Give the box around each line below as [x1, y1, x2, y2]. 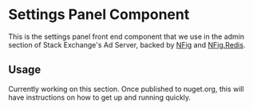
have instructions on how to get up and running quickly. [8, 93, 192, 102]
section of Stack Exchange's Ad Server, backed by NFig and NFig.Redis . [8, 40, 246, 49]
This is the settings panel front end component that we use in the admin [8, 32, 245, 41]
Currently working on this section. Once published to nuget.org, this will [8, 84, 245, 93]
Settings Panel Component [8, 6, 190, 24]
